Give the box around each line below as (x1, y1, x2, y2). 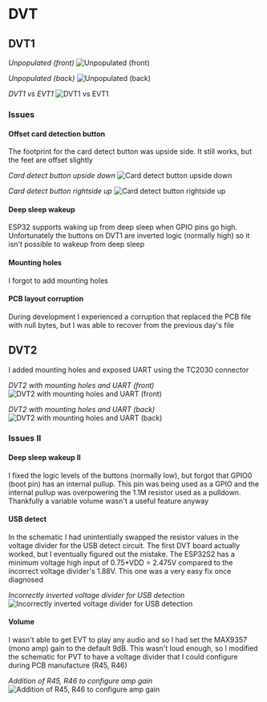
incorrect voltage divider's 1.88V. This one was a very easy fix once (8, 566, 232, 575)
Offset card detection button (8, 129, 106, 139)
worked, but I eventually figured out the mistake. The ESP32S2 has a (8, 549, 235, 559)
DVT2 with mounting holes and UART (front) (8, 380, 155, 389)
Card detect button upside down (8, 171, 116, 180)
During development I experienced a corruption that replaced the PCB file (8, 312, 252, 321)
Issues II (8, 433, 42, 444)
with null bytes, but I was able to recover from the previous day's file (8, 320, 235, 329)
